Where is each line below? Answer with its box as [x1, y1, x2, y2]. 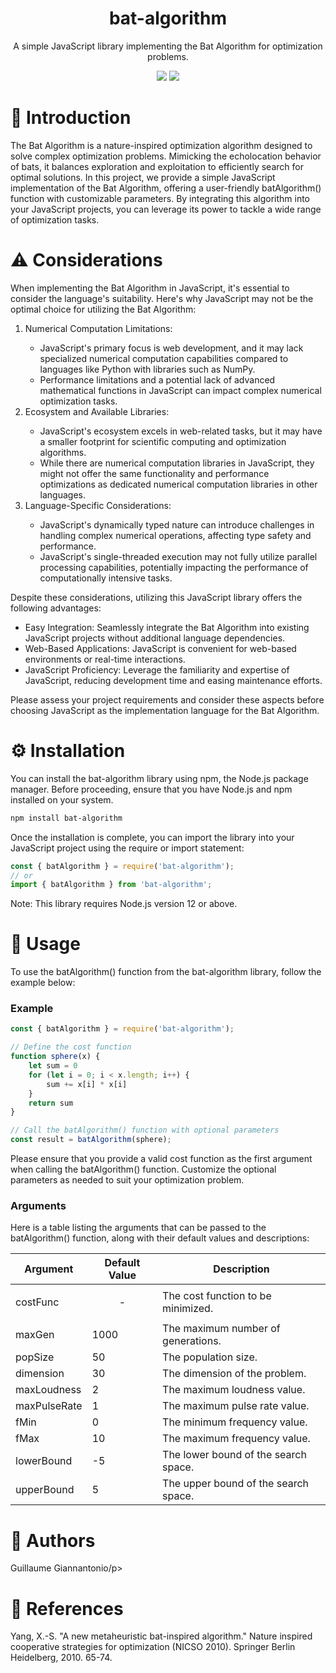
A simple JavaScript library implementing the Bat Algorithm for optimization [13, 40, 323, 52]
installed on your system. [10, 793, 114, 806]
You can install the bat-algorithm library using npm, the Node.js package [10, 772, 309, 784]
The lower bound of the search [162, 1448, 307, 1462]
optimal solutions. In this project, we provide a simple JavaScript [10, 171, 276, 183]
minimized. [162, 1302, 214, 1316]
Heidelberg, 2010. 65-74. [10, 1652, 113, 1664]
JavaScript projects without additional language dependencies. [24, 632, 286, 644]
